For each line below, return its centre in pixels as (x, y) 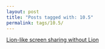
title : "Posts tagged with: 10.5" (50, 17)
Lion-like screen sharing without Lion (52, 40)
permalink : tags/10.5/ (35, 23)
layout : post (23, 12)
